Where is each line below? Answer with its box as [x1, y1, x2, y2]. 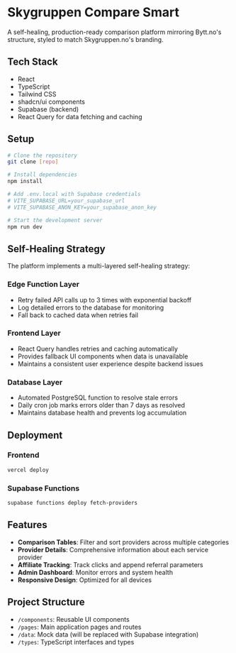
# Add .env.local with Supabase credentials [7, 191, 141, 198]
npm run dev [7, 223, 43, 231]
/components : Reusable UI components [17, 615, 130, 623]
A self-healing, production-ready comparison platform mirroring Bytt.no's [7, 28, 222, 36]
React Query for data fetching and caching [17, 112, 142, 121]
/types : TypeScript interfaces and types [17, 637, 135, 646]
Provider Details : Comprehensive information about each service [17, 545, 209, 554]
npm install [7, 178, 43, 185]
